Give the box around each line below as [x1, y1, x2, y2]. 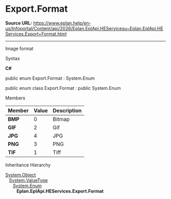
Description [52, 107, 82, 114]
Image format [5, 45, 34, 52]
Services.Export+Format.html [5, 31, 67, 37]
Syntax [5, 55, 20, 61]
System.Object [5, 171, 36, 178]
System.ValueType [9, 177, 48, 183]
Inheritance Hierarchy [5, 162, 51, 168]
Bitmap [52, 115, 70, 122]
